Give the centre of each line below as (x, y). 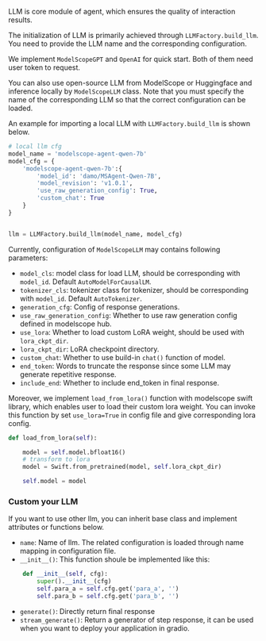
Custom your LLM (43, 501)
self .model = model (55, 482)
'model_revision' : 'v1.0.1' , (85, 183)
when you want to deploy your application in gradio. (105, 628)
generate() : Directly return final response (87, 611)
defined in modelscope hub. (66, 324)
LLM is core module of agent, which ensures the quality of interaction (122, 12)
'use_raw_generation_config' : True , (97, 191)
